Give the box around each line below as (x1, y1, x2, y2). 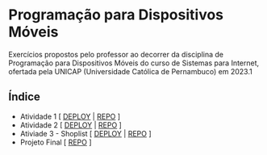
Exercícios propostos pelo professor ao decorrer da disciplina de (8, 49, 224, 59)
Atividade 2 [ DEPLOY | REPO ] (19, 119, 123, 130)
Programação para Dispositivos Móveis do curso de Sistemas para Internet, (8, 58, 260, 68)
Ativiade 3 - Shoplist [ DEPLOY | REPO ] (19, 128, 152, 138)
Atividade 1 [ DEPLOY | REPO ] (19, 111, 121, 121)
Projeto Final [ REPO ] (19, 137, 92, 147)
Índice (8, 90, 40, 104)
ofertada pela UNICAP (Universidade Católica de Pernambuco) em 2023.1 (8, 66, 252, 76)
